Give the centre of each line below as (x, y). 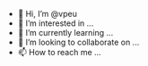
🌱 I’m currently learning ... (65, 33)
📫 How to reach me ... (59, 52)
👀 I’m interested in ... (56, 23)
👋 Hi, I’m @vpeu (48, 14)
